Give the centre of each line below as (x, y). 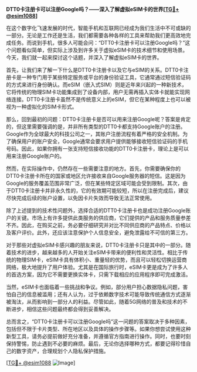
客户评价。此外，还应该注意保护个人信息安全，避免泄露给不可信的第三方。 (101, 232)
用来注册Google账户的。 (35, 156)
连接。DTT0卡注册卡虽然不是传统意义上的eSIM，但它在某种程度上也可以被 (101, 99)
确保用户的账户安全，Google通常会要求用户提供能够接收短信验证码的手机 (99, 141)
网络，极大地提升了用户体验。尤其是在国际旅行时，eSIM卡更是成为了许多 (94, 267)
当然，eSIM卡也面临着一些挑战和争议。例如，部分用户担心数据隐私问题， (94, 287)
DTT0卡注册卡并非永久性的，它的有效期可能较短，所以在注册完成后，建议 (100, 190)
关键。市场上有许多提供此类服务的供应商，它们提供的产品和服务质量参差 (103, 218)
